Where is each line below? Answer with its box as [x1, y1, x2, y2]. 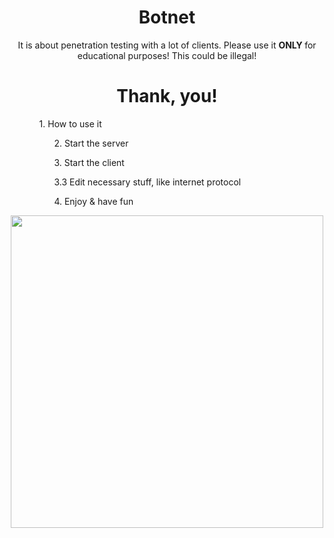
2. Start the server [53, 137, 129, 149]
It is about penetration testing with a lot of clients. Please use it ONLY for [17, 39, 317, 51]
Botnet [138, 6, 196, 29]
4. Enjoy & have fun [53, 195, 134, 207]
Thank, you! [116, 85, 218, 108]
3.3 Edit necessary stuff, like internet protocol [53, 176, 242, 188]
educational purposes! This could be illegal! [77, 49, 257, 61]
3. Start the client [53, 156, 125, 168]
